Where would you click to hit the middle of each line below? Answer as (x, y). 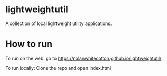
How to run (29, 44)
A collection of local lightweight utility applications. (59, 23)
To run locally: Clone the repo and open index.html (58, 68)
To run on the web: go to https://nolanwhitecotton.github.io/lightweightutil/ (83, 58)
